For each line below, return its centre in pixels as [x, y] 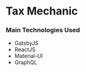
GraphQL [26, 62]
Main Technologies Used [43, 30]
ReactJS [25, 50]
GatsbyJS [26, 43]
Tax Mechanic [42, 11]
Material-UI [28, 56]
